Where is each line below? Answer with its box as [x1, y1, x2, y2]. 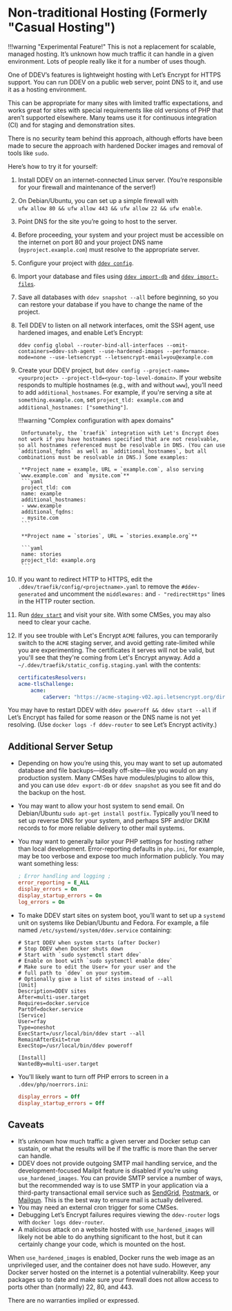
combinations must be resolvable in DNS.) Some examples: [17, 453, 188, 461]
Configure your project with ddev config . [17, 258, 134, 267]
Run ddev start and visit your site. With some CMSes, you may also [17, 611, 211, 619]
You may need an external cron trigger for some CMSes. [17, 1203, 179, 1212]
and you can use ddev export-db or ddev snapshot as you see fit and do [17, 781, 222, 790]
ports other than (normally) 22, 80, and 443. [8, 1283, 134, 1292]
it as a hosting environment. [8, 85, 87, 93]
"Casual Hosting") [8, 19, 116, 35]
